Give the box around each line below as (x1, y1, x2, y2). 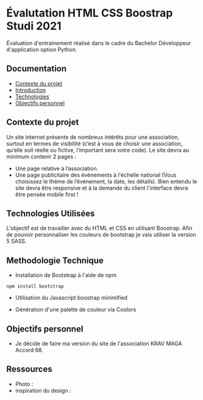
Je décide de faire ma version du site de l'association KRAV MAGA (15, 340, 182, 347)
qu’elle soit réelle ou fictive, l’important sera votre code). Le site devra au (6, 146, 190, 154)
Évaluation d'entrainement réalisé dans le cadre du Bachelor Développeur (6, 39, 191, 46)
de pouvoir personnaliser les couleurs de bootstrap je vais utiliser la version (6, 231, 196, 239)
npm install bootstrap (6, 283, 64, 290)
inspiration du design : (15, 387, 71, 394)
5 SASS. (6, 237, 27, 245)
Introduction (15, 86, 46, 94)
